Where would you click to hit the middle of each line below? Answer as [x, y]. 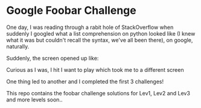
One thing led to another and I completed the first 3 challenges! [85, 81]
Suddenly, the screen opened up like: [53, 58]
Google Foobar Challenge [72, 11]
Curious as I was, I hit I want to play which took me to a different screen [95, 69]
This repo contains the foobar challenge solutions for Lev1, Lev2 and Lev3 [98, 93]
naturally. [18, 46]
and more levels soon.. [34, 100]
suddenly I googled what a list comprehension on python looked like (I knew [101, 33]
